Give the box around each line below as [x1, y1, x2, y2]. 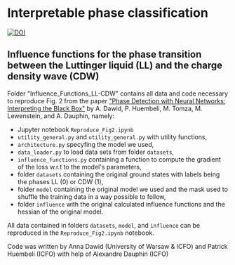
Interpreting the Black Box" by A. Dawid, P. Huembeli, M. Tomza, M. [7, 104, 203, 112]
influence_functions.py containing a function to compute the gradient [17, 155, 221, 163]
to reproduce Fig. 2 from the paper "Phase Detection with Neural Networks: [7, 96, 226, 105]
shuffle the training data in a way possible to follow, [17, 192, 166, 201]
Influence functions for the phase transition [7, 49, 202, 60]
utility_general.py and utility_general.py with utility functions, [17, 132, 208, 141]
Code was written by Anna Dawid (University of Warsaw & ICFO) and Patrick [7, 242, 228, 250]
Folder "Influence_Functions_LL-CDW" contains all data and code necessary [7, 89, 229, 98]
